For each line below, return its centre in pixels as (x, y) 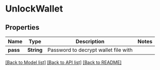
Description (90, 42)
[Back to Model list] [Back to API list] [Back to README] (63, 62)
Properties (22, 27)
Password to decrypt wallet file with (90, 50)
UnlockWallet (34, 9)
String (35, 50)
